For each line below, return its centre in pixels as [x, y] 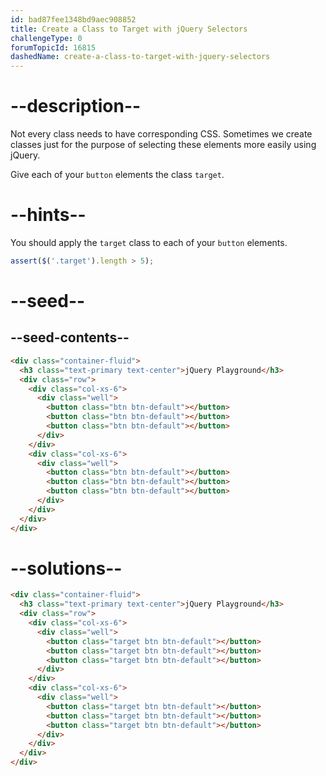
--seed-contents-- [70, 337]
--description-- [76, 106]
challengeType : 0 [46, 38]
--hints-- [48, 215]
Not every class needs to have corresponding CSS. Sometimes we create [161, 134]
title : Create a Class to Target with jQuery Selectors [129, 29]
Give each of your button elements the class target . [117, 175]
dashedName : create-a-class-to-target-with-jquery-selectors [140, 57]
